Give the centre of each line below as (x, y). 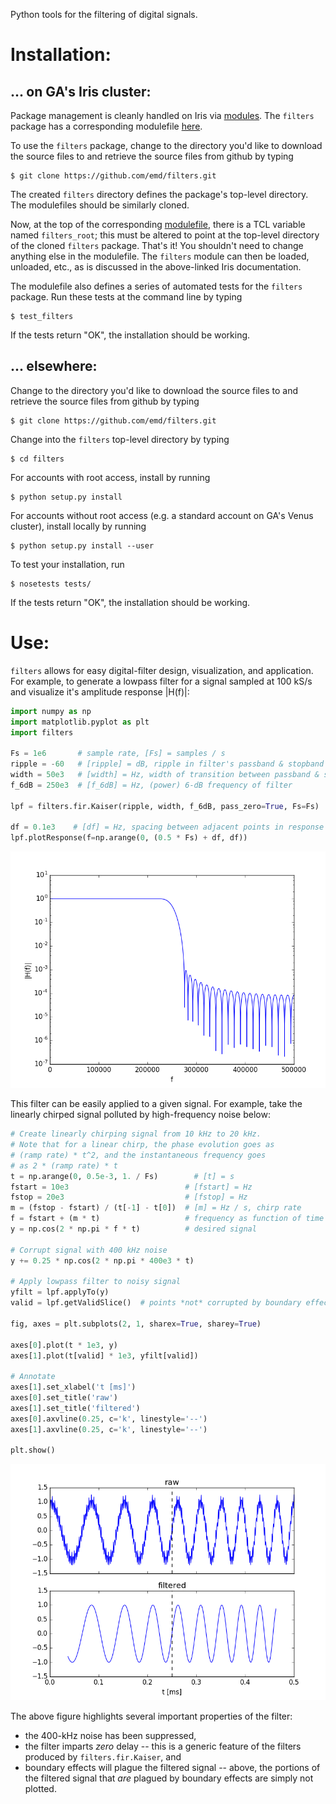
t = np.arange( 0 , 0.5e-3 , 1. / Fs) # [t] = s (122, 1176)
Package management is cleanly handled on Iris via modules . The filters (162, 115)
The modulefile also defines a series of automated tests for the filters (156, 286)
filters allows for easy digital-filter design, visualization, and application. (162, 670)
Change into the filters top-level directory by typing (120, 439)
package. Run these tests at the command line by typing (126, 297)
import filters (42, 732)
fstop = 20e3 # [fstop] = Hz (129, 1197)
